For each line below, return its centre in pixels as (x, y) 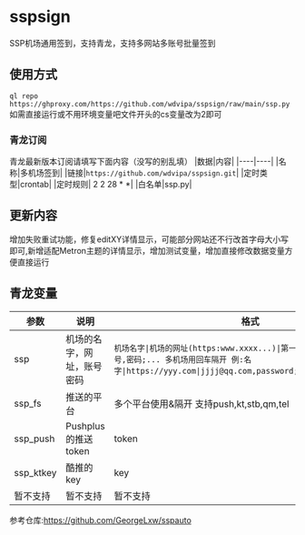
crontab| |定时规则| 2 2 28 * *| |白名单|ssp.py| (106, 185)
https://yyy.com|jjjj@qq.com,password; (212, 371)
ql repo (24, 96)
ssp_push (34, 439)
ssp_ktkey (35, 472)
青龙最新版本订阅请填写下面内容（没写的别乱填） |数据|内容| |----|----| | (144, 162)
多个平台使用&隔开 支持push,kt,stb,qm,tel (202, 404)
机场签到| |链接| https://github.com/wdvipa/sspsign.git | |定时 (144, 173)
